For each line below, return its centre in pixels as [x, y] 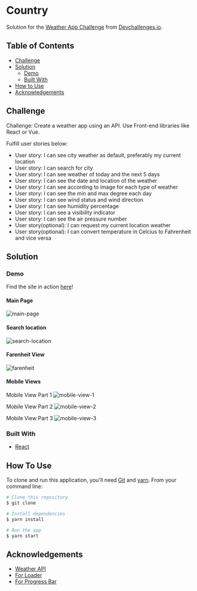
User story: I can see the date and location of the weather [86, 180]
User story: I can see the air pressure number [71, 219]
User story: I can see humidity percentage [67, 206]
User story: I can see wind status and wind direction [79, 200]
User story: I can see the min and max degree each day [83, 193]
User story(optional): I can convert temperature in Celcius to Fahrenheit [103, 231]
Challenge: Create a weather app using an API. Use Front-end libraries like [98, 125]
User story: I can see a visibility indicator [65, 212]
